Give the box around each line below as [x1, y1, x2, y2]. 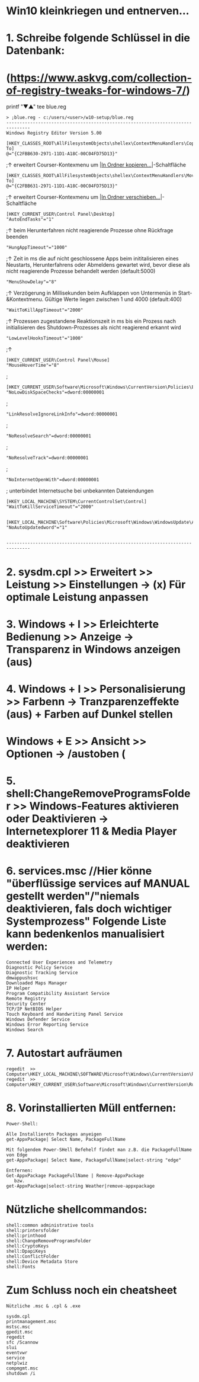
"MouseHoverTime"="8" [6, 363, 60, 369]
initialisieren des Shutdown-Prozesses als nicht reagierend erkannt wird [6, 324, 182, 331]
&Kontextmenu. [6, 296, 44, 303]
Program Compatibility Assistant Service [6, 991, 110, 997]
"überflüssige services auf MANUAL [6, 877, 190, 890]
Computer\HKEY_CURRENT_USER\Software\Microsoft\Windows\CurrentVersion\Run [6, 1082, 197, 1088]
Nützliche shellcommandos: [6, 1203, 147, 1216]
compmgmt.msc [6, 1365, 38, 1371]
